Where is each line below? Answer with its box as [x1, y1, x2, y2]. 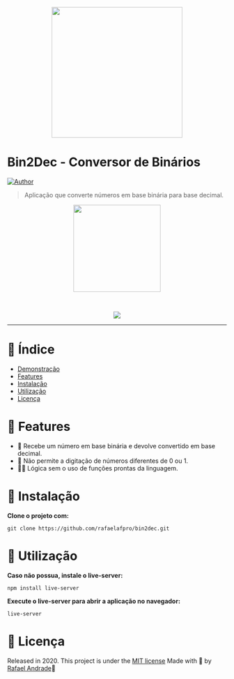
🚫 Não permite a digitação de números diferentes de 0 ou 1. [17, 457, 189, 465]
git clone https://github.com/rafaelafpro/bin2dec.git [7, 525, 170, 532]
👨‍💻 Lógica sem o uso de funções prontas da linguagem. [17, 464, 179, 472]
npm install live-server [7, 584, 79, 592]
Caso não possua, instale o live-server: [7, 571, 123, 579]
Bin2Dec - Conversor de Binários [7, 154, 201, 170]
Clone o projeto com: [7, 511, 70, 519]
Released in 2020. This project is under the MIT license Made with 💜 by [7, 656, 212, 665]
